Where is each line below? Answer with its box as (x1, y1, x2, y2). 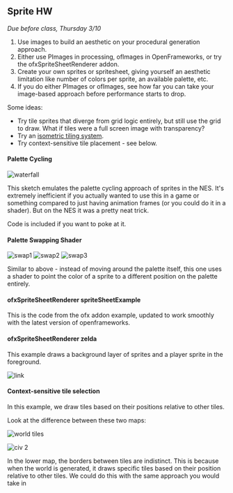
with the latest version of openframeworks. (7, 318, 131, 327)
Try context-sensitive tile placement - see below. (17, 139, 158, 147)
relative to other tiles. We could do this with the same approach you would (7, 471, 220, 480)
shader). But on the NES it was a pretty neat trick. (7, 206, 150, 215)
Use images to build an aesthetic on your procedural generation (17, 38, 200, 46)
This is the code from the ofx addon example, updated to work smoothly (7, 311, 214, 320)
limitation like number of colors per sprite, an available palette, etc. (17, 75, 209, 83)
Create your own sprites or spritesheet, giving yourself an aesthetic (17, 67, 211, 75)
